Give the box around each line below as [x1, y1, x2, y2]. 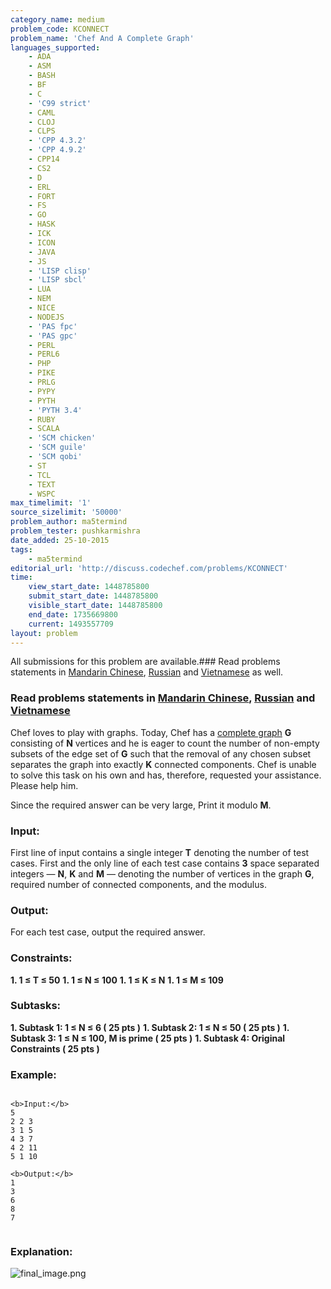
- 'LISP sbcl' [28, 275, 87, 285]
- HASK [28, 219, 56, 230]
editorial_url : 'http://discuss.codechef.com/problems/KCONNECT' [10, 563, 288, 573]
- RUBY [28, 414, 56, 425]
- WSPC [28, 489, 56, 499]
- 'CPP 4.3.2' [28, 136, 87, 146]
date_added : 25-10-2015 [10, 535, 110, 545]
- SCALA [28, 424, 60, 434]
